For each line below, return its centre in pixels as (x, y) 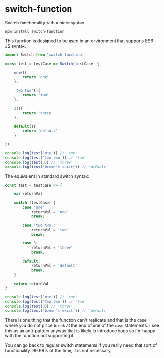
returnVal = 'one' (50, 212)
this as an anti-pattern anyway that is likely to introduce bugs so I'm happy (80, 330)
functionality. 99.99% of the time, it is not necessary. (58, 350)
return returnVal (32, 284)
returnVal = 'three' (52, 248)
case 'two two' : (39, 225)
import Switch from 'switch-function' (45, 55)
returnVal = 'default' (54, 265)
